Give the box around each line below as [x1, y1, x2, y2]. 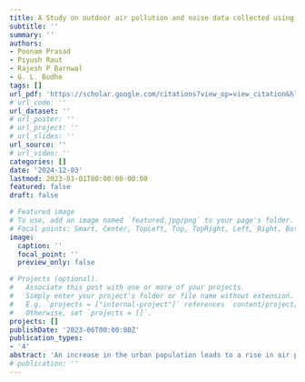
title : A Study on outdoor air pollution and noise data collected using [9, 13, 295, 23]
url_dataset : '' [9, 106, 71, 116]
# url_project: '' [9, 124, 79, 133]
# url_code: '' [9, 97, 67, 107]
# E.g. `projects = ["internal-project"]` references [9, 299, 225, 309]
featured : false [9, 183, 71, 192]
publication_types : [9, 334, 84, 343]
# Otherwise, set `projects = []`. [9, 308, 152, 317]
